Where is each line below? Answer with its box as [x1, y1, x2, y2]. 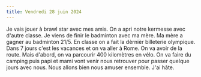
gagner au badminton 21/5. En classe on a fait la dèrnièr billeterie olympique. [6, 38, 196, 45]
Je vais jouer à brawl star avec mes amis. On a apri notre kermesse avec [6, 25, 186, 32]
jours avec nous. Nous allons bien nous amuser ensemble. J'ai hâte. [6, 64, 175, 71]
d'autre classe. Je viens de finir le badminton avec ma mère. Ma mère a [6, 31, 183, 39]
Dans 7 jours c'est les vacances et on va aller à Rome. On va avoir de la [6, 45, 183, 52]
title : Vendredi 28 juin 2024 [6, 8, 82, 15]
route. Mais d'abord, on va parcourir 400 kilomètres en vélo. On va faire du [6, 51, 191, 58]
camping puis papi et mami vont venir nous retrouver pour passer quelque [6, 57, 190, 64]
